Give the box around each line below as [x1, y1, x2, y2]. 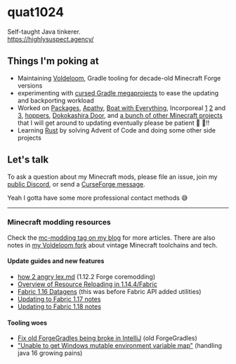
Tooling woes [7, 318, 48, 327]
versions [17, 81, 43, 90]
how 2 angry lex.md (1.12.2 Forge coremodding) [17, 273, 156, 281]
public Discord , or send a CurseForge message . [7, 180, 145, 188]
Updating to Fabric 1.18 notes [17, 302, 102, 311]
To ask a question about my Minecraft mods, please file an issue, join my [7, 173, 218, 181]
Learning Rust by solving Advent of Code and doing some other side [17, 126, 216, 134]
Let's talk [7, 154, 49, 166]
